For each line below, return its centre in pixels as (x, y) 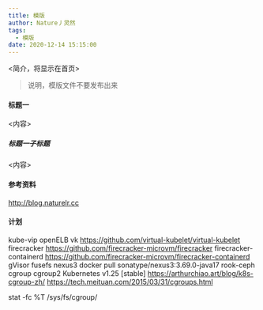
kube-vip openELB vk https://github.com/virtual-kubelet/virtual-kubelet (124, 240)
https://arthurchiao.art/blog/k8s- (201, 273)
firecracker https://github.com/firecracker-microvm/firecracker (111, 248)
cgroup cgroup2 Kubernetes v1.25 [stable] (77, 273)
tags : (17, 30)
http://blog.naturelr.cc (44, 202)
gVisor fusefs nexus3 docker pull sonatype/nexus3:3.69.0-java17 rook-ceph (131, 265)
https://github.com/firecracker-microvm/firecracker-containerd (147, 256)
